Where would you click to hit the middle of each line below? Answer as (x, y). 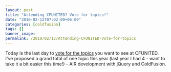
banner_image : (20, 34)
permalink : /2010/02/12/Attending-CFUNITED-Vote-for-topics (71, 39)
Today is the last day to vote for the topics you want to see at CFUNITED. (82, 53)
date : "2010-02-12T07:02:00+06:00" (43, 19)
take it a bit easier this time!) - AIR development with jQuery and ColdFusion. (86, 64)
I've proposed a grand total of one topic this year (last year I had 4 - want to (85, 58)
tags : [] (15, 29)
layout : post (19, 10)
